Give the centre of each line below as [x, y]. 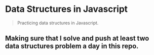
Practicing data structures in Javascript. [58, 23]
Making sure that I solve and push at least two [77, 38]
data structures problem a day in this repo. [72, 46]
